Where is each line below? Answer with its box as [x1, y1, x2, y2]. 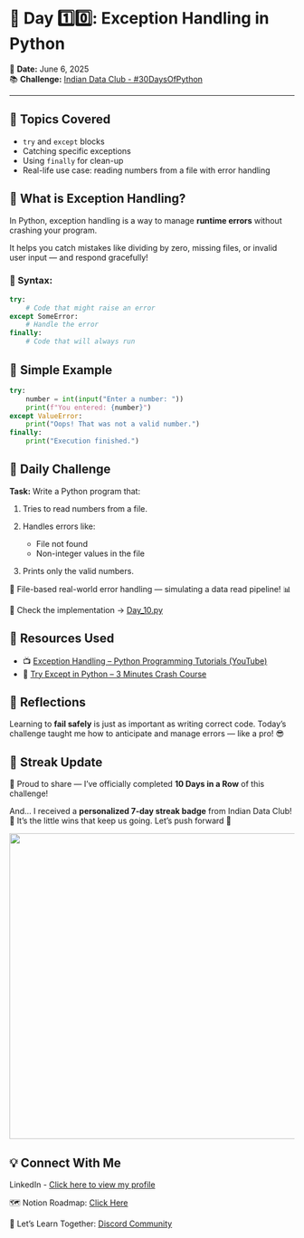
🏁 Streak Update [9, 754, 103, 770]
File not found [35, 538, 89, 549]
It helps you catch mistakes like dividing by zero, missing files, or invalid [9, 242, 278, 253]
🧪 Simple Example [9, 362, 113, 378]
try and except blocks [22, 136, 106, 147]
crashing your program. [9, 225, 98, 235]
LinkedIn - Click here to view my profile [9, 1179, 156, 1190]
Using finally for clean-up [22, 155, 124, 166]
